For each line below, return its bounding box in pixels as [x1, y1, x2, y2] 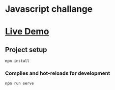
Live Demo [5, 26, 49, 37]
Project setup [5, 45, 48, 54]
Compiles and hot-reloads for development [5, 70, 111, 77]
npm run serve [5, 81, 34, 86]
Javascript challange [5, 3, 93, 15]
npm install [5, 59, 29, 63]
